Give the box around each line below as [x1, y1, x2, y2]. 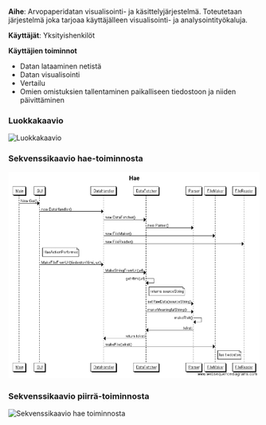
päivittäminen [19, 96, 65, 104]
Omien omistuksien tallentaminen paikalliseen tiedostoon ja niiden [19, 87, 237, 96]
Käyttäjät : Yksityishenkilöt [8, 31, 96, 40]
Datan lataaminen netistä [19, 61, 102, 71]
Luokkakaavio [8, 115, 64, 126]
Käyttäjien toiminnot [8, 46, 77, 55]
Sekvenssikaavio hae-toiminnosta [8, 153, 143, 164]
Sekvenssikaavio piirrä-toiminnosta [8, 390, 150, 401]
